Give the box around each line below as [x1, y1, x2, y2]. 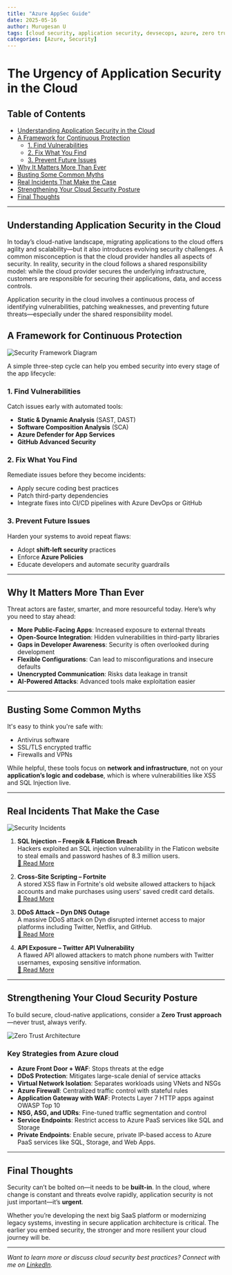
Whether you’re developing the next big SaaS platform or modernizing [7, 1211, 206, 1220]
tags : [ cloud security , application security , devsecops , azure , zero [7, 29, 215, 37]
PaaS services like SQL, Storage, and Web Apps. [17, 1138, 156, 1147]
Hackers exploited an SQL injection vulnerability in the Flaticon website [17, 845, 220, 853]
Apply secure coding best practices [17, 484, 119, 493]
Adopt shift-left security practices [17, 545, 116, 554]
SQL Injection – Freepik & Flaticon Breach [17, 837, 137, 845]
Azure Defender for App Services [17, 430, 115, 439]
